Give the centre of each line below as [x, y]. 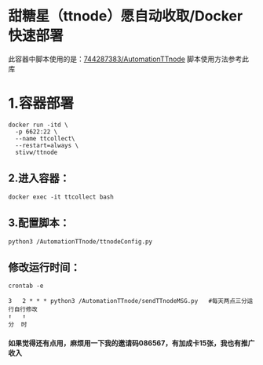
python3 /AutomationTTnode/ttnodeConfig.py [80, 241]
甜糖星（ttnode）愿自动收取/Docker [126, 16]
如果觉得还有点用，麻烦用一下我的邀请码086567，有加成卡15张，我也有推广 [131, 343]
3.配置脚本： [39, 223]
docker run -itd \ [38, 125]
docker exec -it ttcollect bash [61, 197]
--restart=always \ [47, 145]
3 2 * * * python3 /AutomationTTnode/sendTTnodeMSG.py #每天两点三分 [128, 301]
